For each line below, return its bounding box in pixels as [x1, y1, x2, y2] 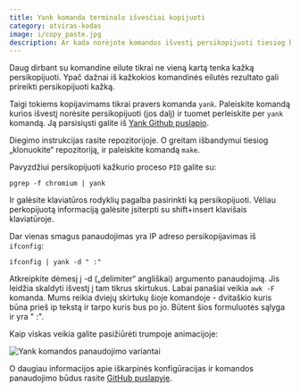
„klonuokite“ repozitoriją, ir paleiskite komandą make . [9, 145, 201, 155]
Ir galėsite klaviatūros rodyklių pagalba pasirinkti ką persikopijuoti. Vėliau [9, 195, 277, 205]
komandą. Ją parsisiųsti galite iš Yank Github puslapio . [9, 118, 210, 129]
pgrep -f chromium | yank [9, 179, 105, 188]
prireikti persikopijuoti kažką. [9, 81, 115, 92]
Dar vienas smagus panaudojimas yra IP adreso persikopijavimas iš [9, 231, 256, 242]
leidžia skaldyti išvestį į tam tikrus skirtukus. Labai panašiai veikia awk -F [9, 283, 275, 294]
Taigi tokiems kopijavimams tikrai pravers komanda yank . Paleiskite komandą [9, 99, 291, 110]
